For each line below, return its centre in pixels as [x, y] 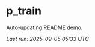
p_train [24, 11]
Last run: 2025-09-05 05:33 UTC [47, 39]
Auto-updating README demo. [44, 27]
